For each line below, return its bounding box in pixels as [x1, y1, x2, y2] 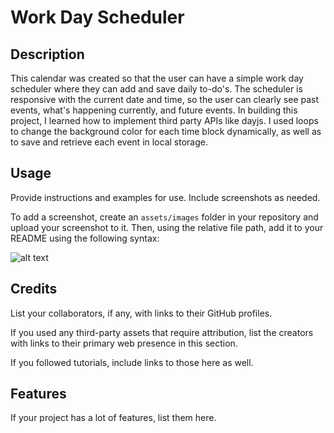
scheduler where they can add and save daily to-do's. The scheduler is [10, 83, 303, 95]
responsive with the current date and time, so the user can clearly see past [10, 94, 320, 105]
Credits [10, 281, 58, 298]
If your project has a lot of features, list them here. [10, 412, 217, 424]
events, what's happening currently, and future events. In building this [10, 104, 298, 116]
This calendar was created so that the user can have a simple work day [10, 72, 304, 84]
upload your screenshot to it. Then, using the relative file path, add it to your [10, 221, 324, 233]
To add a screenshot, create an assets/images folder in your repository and [10, 211, 319, 223]
